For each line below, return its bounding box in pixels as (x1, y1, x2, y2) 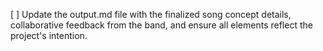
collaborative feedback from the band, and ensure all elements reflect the (10, 19, 313, 31)
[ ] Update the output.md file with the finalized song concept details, (10, 9, 292, 20)
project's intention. (10, 30, 88, 41)
